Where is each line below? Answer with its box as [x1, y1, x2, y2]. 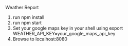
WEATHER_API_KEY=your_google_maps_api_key [12, 31, 116, 36]
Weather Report [5, 5, 39, 10]
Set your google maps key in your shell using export [12, 25, 123, 31]
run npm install [12, 14, 45, 20]
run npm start [12, 20, 42, 26]
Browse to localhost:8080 [12, 36, 68, 42]
